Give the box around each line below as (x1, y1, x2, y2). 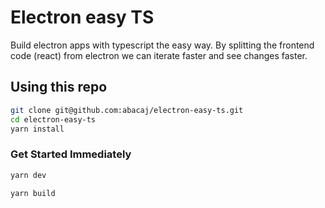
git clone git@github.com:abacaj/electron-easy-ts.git (10, 105, 244, 115)
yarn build (10, 188, 56, 198)
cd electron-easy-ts (10, 114, 97, 125)
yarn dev (10, 170, 47, 180)
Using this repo (10, 79, 108, 96)
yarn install (10, 124, 65, 134)
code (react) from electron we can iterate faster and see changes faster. (10, 49, 308, 61)
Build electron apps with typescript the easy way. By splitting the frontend (10, 39, 315, 51)
